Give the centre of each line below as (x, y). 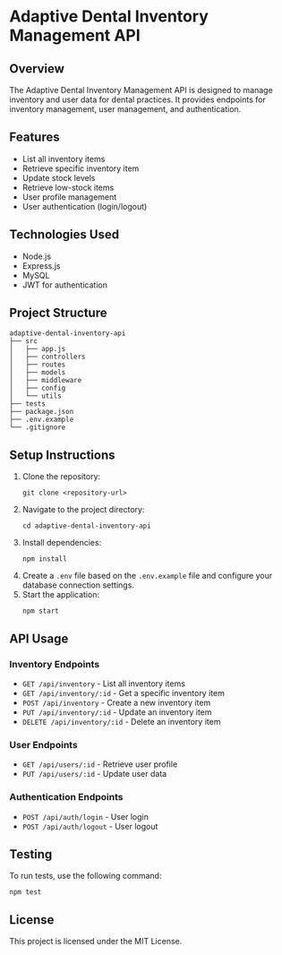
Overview (37, 69)
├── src (24, 341)
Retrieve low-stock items (68, 187)
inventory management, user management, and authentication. (125, 109)
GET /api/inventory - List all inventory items (104, 684)
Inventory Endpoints (55, 664)
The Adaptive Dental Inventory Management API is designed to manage (141, 90)
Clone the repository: (61, 477)
